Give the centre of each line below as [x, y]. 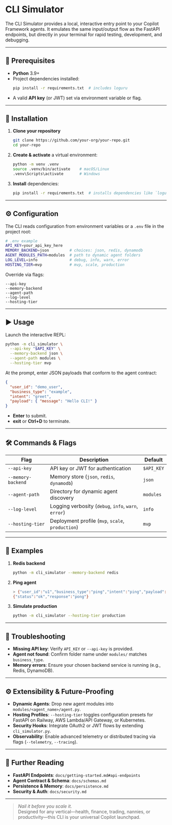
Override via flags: [25, 274]
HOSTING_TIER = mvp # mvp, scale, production [65, 265]
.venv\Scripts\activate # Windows [56, 174]
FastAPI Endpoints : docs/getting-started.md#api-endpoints [77, 775]
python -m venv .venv [36, 164]
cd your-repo [27, 145]
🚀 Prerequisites [30, 61]
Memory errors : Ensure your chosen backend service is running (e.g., [87, 665]
